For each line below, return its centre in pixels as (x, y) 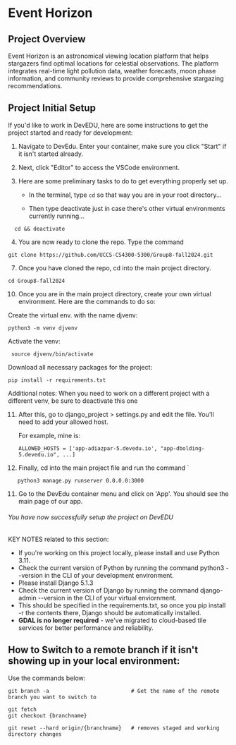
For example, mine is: (49, 435)
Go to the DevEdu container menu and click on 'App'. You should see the (123, 493)
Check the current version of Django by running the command (108, 590)
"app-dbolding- (182, 448)
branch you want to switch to (52, 697)
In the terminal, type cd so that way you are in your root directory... (125, 195)
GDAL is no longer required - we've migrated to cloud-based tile (112, 620)
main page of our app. (50, 501)
